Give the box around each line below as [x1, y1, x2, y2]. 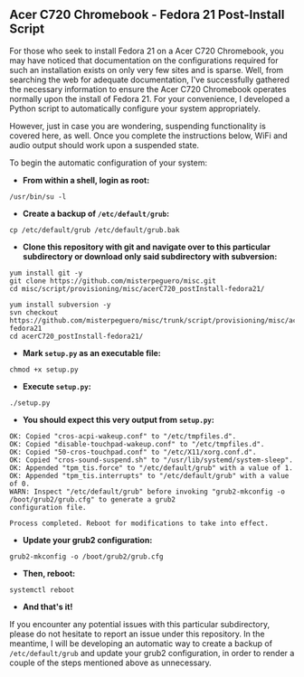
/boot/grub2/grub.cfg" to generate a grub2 [9, 494, 176, 504]
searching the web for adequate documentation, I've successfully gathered [9, 74, 290, 85]
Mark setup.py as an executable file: [22, 347, 161, 358]
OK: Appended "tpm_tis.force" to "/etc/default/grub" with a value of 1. [9, 463, 294, 473]
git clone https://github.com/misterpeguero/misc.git [9, 276, 217, 286]
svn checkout [9, 307, 59, 317]
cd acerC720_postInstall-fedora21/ [9, 332, 144, 341]
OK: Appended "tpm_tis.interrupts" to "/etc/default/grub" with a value [9, 471, 290, 480]
